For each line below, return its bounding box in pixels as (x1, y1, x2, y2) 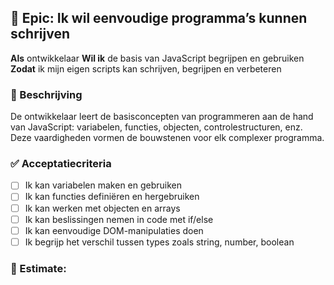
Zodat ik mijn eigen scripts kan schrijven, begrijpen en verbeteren (10, 62, 282, 75)
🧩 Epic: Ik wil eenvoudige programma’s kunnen (10, 10, 308, 27)
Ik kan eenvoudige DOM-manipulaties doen (24, 224, 204, 236)
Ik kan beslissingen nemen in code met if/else (24, 213, 214, 225)
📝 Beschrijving (10, 87, 83, 101)
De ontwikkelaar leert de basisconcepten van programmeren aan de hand (10, 111, 314, 123)
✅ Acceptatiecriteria (10, 157, 112, 171)
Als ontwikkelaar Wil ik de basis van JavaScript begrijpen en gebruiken (10, 52, 305, 64)
